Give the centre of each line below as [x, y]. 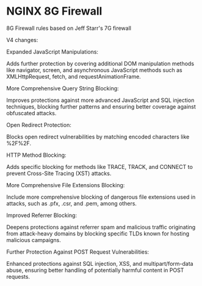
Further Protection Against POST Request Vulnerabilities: [78, 252]
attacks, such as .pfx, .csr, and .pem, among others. [72, 203]
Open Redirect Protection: [39, 125]
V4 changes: [22, 40]
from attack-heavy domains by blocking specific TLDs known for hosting [98, 234]
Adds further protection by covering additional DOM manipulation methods [100, 63]
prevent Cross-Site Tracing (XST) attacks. [59, 173]
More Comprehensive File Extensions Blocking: [66, 185]
